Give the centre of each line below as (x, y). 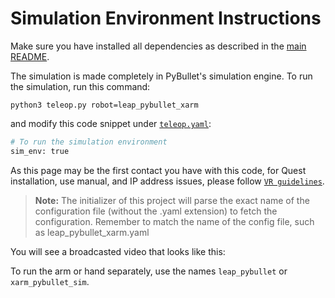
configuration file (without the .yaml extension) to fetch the (156, 211)
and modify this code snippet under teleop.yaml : (111, 123)
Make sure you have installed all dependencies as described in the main (158, 46)
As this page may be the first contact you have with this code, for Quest (158, 170)
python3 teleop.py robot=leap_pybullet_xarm (104, 105)
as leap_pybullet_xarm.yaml (92, 232)
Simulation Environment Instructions (166, 18)
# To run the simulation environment (89, 142)
